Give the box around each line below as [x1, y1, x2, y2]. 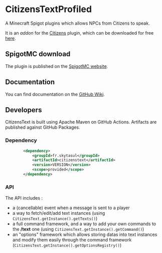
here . [5, 35, 16, 41]
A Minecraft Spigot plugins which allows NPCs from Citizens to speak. [5, 20, 150, 26]
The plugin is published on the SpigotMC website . [5, 63, 108, 69]
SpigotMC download [5, 50, 71, 58]
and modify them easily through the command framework [12, 237, 132, 243]
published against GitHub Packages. [5, 124, 80, 130]
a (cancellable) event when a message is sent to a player [12, 205, 130, 211]
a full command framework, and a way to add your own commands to [12, 221, 156, 227]
